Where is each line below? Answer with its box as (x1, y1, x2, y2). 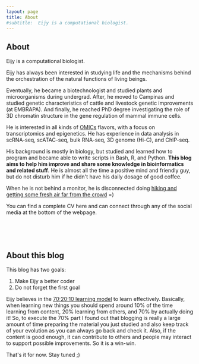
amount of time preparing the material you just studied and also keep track (6, 321, 189, 328)
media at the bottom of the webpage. (6, 209, 97, 216)
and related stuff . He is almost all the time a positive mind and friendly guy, (6, 167, 191, 174)
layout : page (6, 8, 39, 15)
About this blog (6, 250, 64, 261)
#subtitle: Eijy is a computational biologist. (6, 20, 129, 26)
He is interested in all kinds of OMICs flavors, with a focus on (6, 124, 156, 131)
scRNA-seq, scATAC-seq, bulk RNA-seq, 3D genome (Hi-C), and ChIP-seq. (6, 136, 190, 143)
